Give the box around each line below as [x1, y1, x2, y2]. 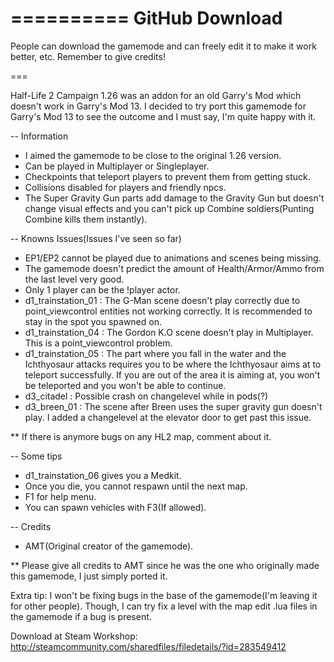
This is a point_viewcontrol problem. [24, 337, 173, 349]
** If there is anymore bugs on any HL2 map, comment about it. [10, 430, 272, 442]
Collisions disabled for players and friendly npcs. [24, 181, 227, 193]
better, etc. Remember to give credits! [10, 50, 166, 62]
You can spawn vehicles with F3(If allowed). [24, 501, 207, 513]
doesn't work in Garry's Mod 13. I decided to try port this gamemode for [10, 100, 307, 112]
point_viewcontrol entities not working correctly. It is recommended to [24, 305, 313, 317]
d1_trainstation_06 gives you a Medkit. [24, 469, 182, 481]
